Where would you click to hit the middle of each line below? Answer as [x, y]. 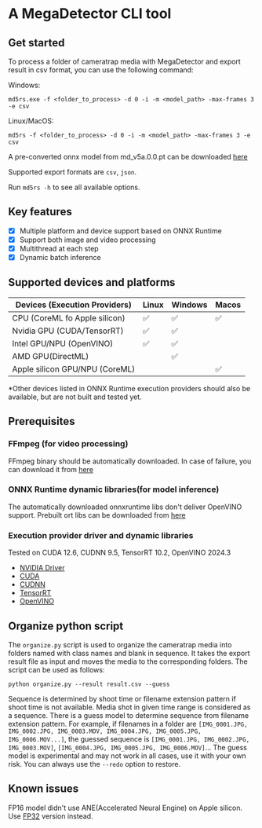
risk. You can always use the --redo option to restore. [95, 764]
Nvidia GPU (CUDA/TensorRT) [68, 331]
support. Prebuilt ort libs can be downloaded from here [97, 515]
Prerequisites [42, 421]
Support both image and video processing [87, 240]
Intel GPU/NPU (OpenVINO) [63, 343]
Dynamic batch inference [60, 257]
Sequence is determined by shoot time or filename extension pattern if [122, 698]
